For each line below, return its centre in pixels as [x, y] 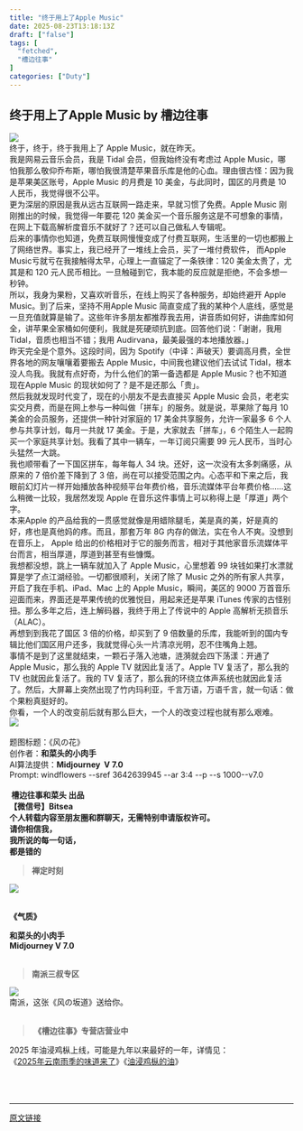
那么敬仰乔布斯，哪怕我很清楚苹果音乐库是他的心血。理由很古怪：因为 [155, 170]
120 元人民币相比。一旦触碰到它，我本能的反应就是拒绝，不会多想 [157, 272]
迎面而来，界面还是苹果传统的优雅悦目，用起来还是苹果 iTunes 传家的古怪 [147, 599]
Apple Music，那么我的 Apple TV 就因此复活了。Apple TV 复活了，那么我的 [149, 667]
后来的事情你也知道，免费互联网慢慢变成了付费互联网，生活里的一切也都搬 [147, 238]
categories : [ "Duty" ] [50, 77]
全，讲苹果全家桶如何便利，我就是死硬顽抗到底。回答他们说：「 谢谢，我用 [146, 328]
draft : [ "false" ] [42, 34]
